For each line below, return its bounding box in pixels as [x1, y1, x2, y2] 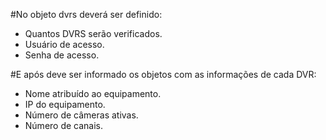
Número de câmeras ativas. [24, 109, 139, 121]
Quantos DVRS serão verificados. [24, 28, 163, 39]
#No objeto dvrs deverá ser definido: [10, 9, 163, 20]
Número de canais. [24, 120, 104, 131]
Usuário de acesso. [24, 39, 105, 50]
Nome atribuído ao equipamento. [24, 88, 162, 99]
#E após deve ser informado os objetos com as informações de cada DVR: [10, 69, 317, 80]
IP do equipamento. [24, 99, 106, 110]
